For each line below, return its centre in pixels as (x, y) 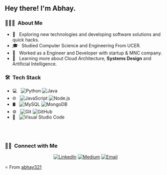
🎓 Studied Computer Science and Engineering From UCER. (77, 45)
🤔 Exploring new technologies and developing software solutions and (86, 34)
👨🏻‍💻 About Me (24, 23)
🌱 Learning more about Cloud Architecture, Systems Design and (82, 58)
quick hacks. (26, 40)
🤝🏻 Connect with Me (31, 146)
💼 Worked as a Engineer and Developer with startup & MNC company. (87, 53)
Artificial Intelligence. (35, 64)
